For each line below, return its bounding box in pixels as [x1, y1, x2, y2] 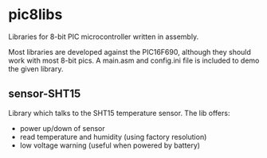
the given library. [8, 64, 64, 73]
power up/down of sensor [19, 123, 105, 133]
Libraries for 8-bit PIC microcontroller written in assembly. [8, 32, 199, 41]
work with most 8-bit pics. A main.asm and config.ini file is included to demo [8, 56, 260, 65]
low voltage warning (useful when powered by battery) [19, 141, 201, 150]
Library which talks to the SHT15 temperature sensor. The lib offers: [8, 108, 230, 118]
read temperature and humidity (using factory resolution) [19, 132, 207, 141]
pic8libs [8, 6, 63, 24]
